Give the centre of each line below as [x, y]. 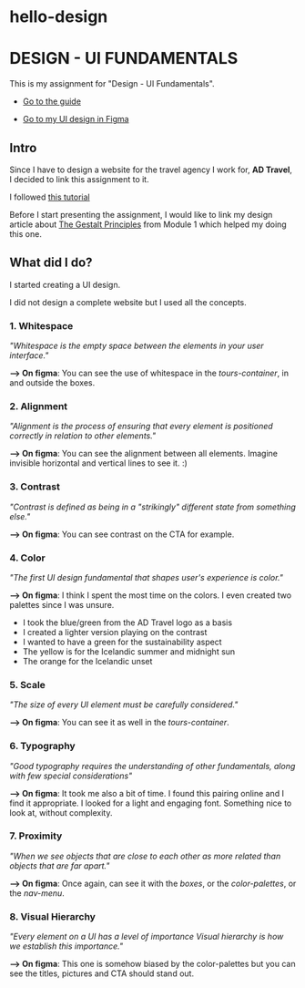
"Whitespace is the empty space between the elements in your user [137, 346]
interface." [29, 355]
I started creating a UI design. [65, 284]
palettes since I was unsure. [62, 604]
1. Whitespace [41, 325]
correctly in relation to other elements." [83, 436]
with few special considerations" [71, 776]
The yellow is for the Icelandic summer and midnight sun [129, 651]
